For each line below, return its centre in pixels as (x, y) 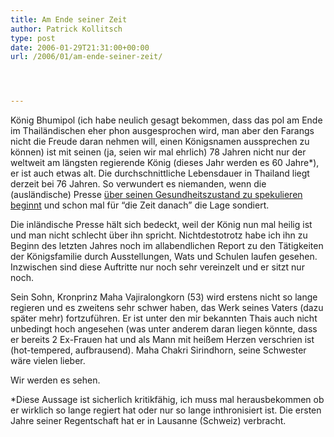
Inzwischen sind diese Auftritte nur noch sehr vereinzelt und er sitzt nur (157, 267)
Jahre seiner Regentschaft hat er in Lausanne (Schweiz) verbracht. (148, 421)
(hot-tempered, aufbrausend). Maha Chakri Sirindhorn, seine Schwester (158, 350)
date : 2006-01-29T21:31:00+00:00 (80, 47)
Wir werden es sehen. (55, 380)
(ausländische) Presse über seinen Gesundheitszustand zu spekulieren (156, 195)
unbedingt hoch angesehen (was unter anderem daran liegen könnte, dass (164, 329)
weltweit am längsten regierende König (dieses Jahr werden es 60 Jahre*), (165, 163)
